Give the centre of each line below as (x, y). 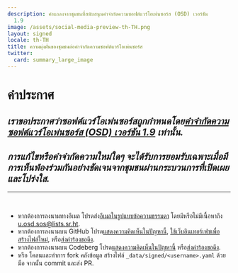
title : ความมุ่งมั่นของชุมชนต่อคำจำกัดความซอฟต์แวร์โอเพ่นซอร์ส (75, 47)
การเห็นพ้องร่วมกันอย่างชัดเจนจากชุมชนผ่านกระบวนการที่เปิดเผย (118, 167)
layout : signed (30, 34)
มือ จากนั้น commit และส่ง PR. (56, 263)
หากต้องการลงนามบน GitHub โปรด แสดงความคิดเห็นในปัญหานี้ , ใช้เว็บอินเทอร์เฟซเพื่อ (119, 231)
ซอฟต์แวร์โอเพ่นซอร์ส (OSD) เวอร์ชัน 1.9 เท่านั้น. (96, 133)
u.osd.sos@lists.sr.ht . (49, 224)
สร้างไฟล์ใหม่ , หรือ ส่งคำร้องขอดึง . (56, 239)
